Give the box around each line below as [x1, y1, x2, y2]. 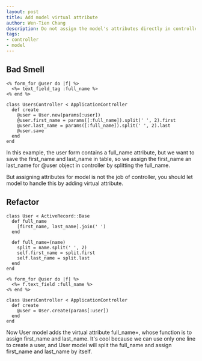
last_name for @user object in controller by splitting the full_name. [6, 162, 170, 169]
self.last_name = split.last [17, 255, 90, 261]
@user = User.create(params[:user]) [17, 308, 109, 314]
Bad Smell [6, 64, 45, 75]
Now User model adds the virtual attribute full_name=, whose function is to [6, 329, 192, 336]
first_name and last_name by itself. [6, 348, 92, 355]
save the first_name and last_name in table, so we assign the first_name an [6, 155, 192, 162]
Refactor [6, 197, 40, 207]
